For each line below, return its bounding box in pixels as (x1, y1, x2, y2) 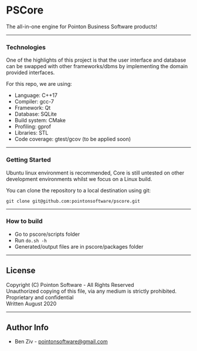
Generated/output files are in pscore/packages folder (14, 243, 144, 250)
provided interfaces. (6, 69, 55, 76)
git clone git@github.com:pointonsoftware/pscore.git (6, 198, 141, 204)
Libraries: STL (14, 129, 49, 136)
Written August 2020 (6, 300, 57, 307)
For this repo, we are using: (6, 81, 72, 88)
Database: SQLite (14, 111, 57, 118)
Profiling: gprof (14, 123, 52, 130)
